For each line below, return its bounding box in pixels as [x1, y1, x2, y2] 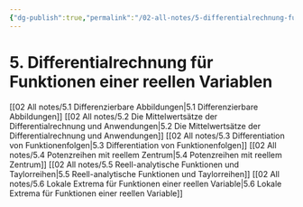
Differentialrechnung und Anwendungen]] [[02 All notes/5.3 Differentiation [9, 130, 286, 141]
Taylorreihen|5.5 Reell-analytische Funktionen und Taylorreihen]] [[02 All [9, 168, 280, 179]
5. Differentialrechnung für [9, 52, 214, 72]
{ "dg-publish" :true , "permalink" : [9, 13, 135, 23]
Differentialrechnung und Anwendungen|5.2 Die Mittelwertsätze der [9, 120, 262, 131]
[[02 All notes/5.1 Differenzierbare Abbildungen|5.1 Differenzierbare [9, 101, 259, 112]
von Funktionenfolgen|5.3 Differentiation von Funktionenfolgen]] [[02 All [9, 139, 277, 150]
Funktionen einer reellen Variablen [9, 71, 273, 91]
